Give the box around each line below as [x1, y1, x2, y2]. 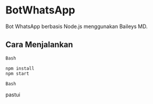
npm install [5, 65, 34, 71]
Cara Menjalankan [5, 40, 74, 50]
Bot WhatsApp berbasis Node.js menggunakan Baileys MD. [5, 23, 148, 30]
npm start [5, 71, 30, 77]
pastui [5, 91, 21, 98]
